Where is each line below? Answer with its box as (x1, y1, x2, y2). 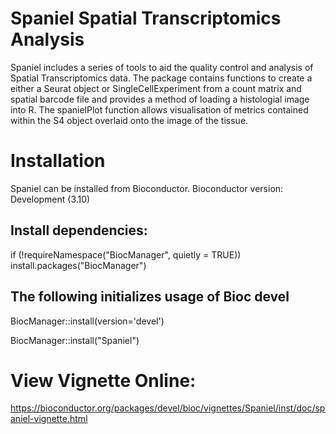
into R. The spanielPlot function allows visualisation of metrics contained (10, 103, 309, 116)
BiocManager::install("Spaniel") (10, 334, 140, 346)
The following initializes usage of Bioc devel (10, 288, 290, 306)
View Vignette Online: (10, 369, 197, 392)
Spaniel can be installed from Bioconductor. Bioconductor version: (10, 182, 284, 194)
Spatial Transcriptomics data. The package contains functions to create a (10, 72, 313, 84)
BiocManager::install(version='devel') (10, 315, 165, 327)
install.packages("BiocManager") (10, 259, 147, 271)
